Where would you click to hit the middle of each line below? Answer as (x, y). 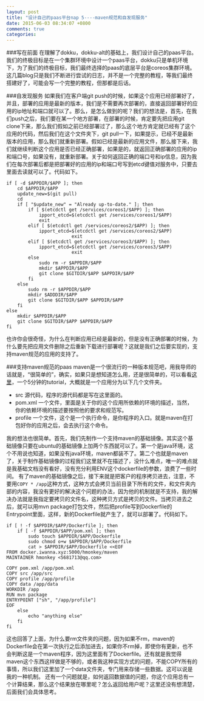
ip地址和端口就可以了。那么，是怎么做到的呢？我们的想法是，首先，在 (104, 111)
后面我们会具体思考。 (33, 692)
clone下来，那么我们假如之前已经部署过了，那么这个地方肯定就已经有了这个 (101, 126)
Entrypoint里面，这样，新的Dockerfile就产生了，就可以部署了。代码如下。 (99, 515)
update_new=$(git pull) (47, 194)
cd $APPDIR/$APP (38, 189)
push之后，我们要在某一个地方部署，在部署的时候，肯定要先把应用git (98, 118)
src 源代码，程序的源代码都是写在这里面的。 (70, 395)
